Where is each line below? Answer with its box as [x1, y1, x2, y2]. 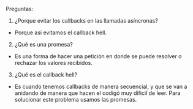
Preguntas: [6, 6, 34, 12]
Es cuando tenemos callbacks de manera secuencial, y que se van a [14, 83, 187, 90]
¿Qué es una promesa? [14, 41, 73, 48]
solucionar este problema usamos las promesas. [14, 96, 137, 103]
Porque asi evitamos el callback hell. [14, 29, 107, 36]
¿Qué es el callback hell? [14, 71, 78, 78]
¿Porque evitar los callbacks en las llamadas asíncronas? [14, 17, 159, 24]
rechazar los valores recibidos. [14, 59, 93, 66]
